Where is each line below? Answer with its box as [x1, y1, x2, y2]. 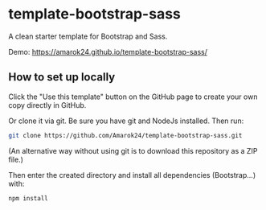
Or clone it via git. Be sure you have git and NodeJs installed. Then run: [8, 116, 244, 126]
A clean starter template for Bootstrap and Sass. [8, 31, 168, 41]
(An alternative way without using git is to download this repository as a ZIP [8, 146, 258, 155]
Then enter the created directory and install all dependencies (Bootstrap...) [8, 170, 256, 179]
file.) [8, 154, 24, 164]
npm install [8, 194, 48, 202]
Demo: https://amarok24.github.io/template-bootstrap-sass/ [8, 47, 207, 56]
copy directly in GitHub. [8, 100, 87, 109]
